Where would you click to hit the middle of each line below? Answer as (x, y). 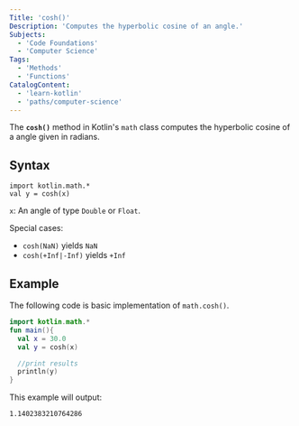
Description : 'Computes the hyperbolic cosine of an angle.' (127, 26)
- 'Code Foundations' (58, 43)
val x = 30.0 (42, 338)
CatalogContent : (40, 85)
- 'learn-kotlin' (50, 93)
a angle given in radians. (55, 137)
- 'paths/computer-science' (70, 102)
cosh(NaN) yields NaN (60, 245)
